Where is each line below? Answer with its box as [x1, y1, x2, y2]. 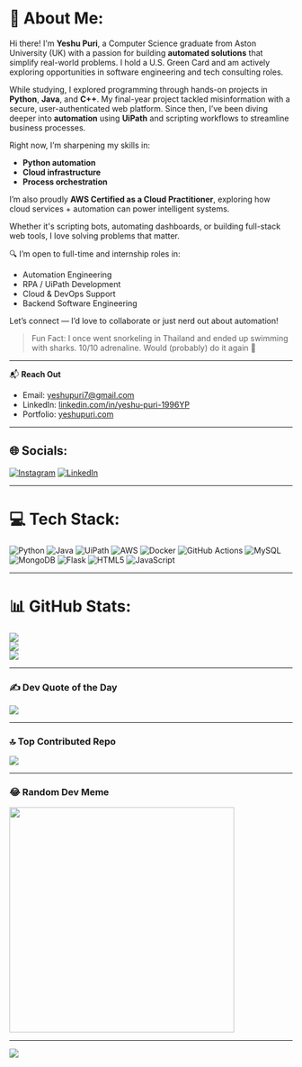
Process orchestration [22, 176, 108, 187]
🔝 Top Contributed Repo [9, 735, 117, 747]
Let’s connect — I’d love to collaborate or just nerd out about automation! [9, 315, 279, 326]
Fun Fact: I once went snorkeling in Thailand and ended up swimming [31, 332, 289, 343]
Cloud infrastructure [22, 167, 102, 177]
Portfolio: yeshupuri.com [22, 409, 114, 420]
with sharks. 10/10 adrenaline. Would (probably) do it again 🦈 [31, 342, 256, 353]
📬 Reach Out [9, 368, 61, 379]
